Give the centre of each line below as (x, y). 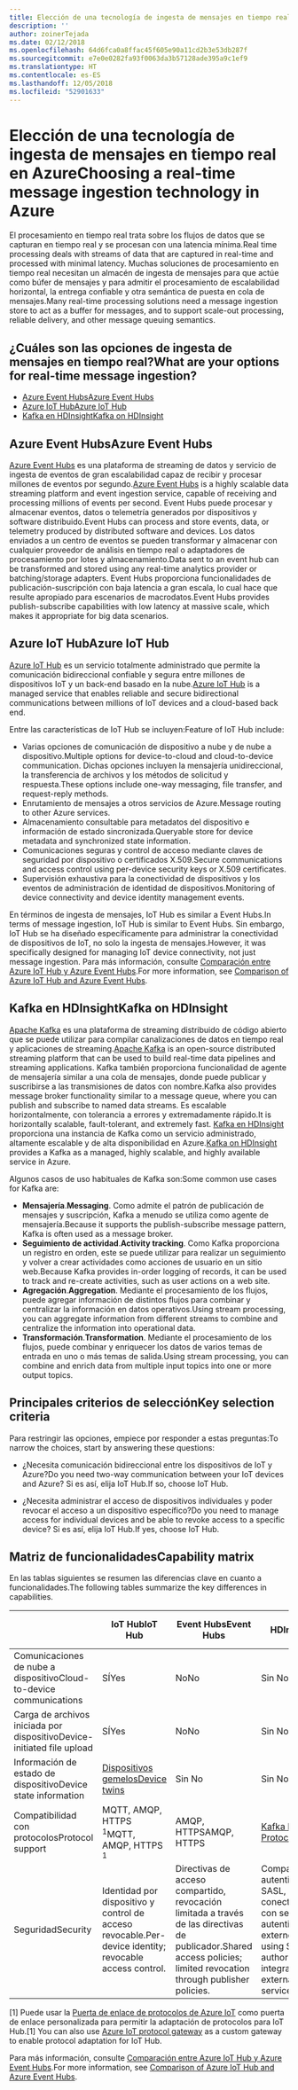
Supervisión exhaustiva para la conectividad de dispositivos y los (141, 878)
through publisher (212, 1979)
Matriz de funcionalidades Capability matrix (132, 1557)
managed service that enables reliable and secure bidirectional (124, 693)
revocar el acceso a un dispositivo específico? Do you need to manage (150, 1510)
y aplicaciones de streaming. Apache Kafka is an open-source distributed (143, 1048)
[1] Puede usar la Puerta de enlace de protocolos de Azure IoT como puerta (147, 2012)
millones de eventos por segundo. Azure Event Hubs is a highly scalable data (149, 484)
